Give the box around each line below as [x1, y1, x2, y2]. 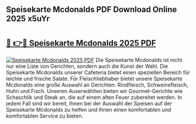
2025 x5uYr [6, 14, 50, 24]
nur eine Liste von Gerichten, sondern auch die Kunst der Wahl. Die [6, 63, 169, 70]
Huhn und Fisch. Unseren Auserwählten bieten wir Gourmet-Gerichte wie [6, 88, 183, 94]
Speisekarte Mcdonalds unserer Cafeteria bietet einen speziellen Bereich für [6, 69, 190, 75]
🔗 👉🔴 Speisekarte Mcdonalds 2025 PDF [6, 38, 156, 48]
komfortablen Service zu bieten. [6, 112, 84, 119]
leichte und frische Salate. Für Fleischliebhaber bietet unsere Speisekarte [6, 75, 183, 82]
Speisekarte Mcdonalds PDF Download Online [6, 5, 177, 15]
